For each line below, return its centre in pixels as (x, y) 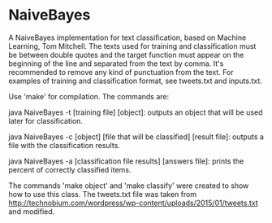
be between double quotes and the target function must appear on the (126, 55)
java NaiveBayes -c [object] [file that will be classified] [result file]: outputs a (136, 137)
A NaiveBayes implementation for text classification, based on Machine (127, 37)
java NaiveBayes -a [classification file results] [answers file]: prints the (126, 161)
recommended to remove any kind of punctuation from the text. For (121, 72)
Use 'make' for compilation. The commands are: (89, 96)
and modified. (32, 211)
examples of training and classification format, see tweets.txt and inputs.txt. (135, 81)
